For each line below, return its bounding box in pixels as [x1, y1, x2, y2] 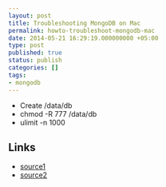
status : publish [8, 57, 62, 65]
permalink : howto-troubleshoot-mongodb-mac [8, 26, 156, 34]
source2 [19, 170, 48, 180]
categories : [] [8, 64, 59, 72]
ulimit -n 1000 [19, 117, 65, 127]
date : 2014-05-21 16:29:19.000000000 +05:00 [8, 34, 159, 42]
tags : [8, 71, 26, 79]
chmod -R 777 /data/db [19, 109, 97, 118]
